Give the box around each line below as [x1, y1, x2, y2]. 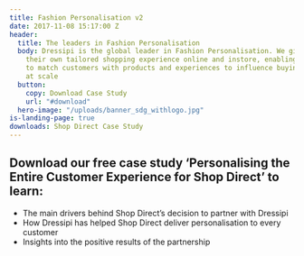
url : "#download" [25, 96, 91, 106]
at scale [25, 72, 59, 81]
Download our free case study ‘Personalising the [9, 155, 290, 171]
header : [9, 30, 39, 39]
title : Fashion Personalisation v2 [9, 13, 144, 23]
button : [17, 80, 47, 89]
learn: [9, 184, 43, 199]
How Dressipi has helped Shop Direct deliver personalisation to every [22, 217, 281, 228]
